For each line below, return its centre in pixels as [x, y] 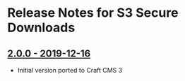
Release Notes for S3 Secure [93, 13]
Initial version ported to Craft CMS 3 [70, 70]
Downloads [41, 28]
